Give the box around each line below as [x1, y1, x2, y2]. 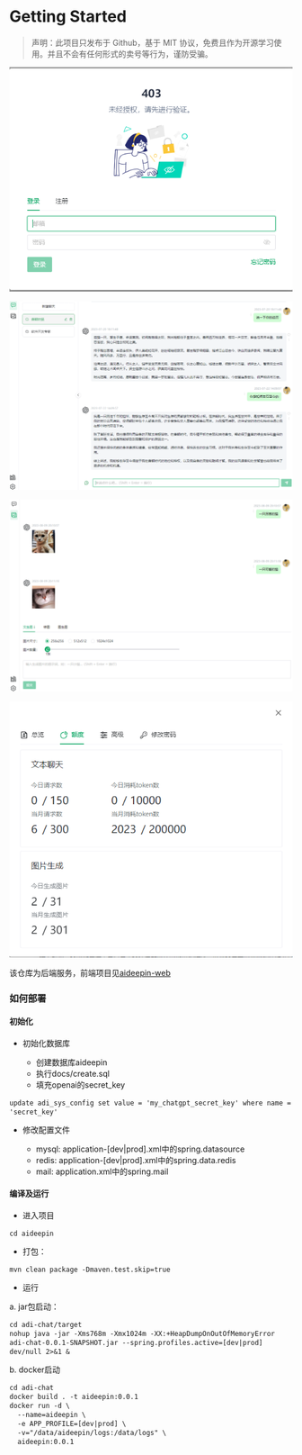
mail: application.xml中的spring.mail [35, 1166, 169, 1177]
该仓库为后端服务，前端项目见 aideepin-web [9, 967, 171, 978]
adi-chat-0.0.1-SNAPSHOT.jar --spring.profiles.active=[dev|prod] [9, 1339, 263, 1348]
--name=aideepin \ [17, 1411, 87, 1420]
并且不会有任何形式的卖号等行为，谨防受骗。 [47, 48, 213, 59]
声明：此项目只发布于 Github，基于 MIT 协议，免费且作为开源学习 [31, 37, 274, 48]
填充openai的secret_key [35, 1079, 126, 1090]
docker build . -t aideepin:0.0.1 [9, 1393, 139, 1402]
